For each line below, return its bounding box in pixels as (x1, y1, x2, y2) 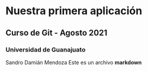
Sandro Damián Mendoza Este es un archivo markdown (5, 59, 142, 66)
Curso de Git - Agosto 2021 (5, 28, 108, 38)
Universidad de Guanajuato (5, 46, 86, 54)
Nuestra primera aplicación (5, 4, 143, 18)
